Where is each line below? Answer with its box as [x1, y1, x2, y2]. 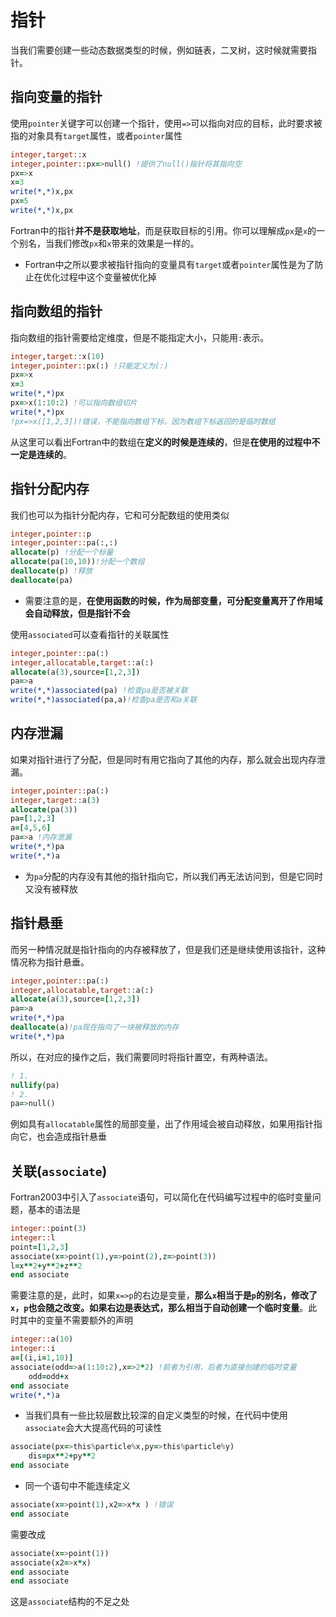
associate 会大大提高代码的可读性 [24, 1422, 163, 1434]
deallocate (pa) [10, 575, 74, 585]
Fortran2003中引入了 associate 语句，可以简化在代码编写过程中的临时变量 [10, 1191, 313, 1203]
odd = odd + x [28, 1371, 70, 1381]
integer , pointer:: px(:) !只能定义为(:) [10, 361, 169, 371]
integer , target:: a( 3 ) [10, 795, 101, 805]
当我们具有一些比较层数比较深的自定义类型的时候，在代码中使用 [24, 1409, 288, 1421]
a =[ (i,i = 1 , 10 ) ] [10, 1353, 74, 1363]
